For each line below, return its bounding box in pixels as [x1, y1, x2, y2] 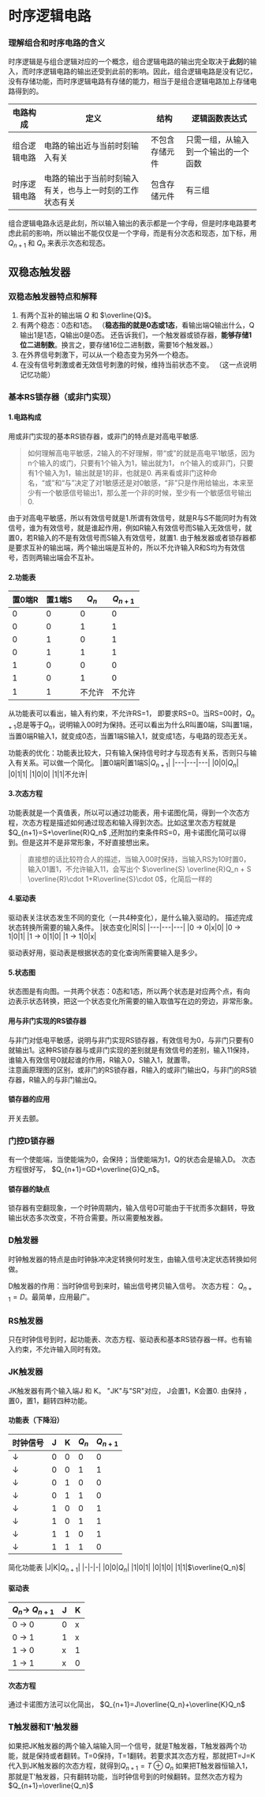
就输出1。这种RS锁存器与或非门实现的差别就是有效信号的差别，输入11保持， [8, 1045, 254, 1055]
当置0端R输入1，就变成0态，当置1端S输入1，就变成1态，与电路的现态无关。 [8, 731, 252, 741]
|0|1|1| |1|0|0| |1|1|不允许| [8, 769, 88, 779]
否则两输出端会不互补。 [21, 553, 99, 563]
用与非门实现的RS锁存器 [8, 1016, 87, 1026]
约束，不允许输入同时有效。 [14, 1344, 105, 1354]
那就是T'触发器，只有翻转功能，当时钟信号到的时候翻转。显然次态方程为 [8, 1772, 243, 1781]
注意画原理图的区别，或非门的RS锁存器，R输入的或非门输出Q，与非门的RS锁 [8, 1065, 257, 1075]
